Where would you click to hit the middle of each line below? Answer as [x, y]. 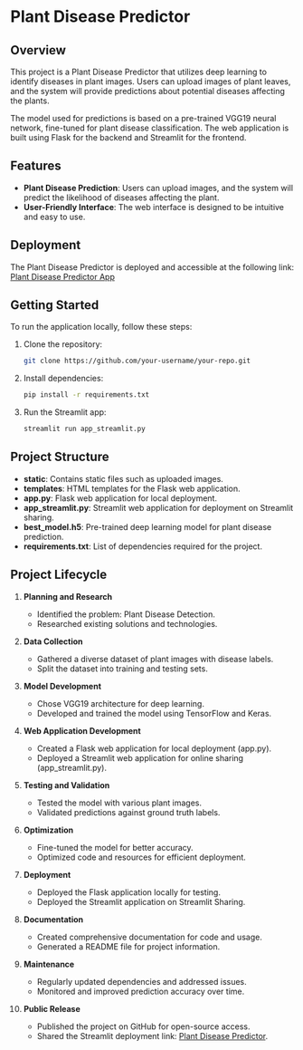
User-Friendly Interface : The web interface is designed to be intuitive [153, 207]
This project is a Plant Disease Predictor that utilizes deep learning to [139, 72]
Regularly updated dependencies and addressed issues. [142, 981]
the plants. [30, 101]
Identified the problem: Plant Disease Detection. [126, 614]
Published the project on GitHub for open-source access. [143, 1026]
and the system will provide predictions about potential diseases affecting [148, 91]
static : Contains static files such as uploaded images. [123, 478]
